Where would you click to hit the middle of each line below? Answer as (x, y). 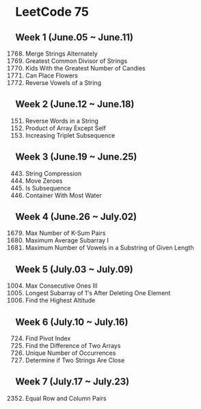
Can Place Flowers (52, 75)
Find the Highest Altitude (60, 300)
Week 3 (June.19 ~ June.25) (76, 157)
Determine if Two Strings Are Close (75, 360)
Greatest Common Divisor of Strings (76, 61)
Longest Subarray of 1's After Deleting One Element (98, 293)
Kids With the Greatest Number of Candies (85, 68)
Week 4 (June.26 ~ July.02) (76, 217)
